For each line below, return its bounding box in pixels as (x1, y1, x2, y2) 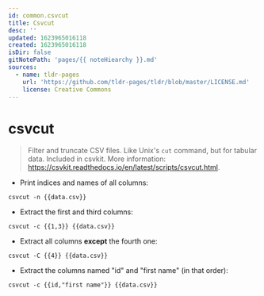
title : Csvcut (8, 19, 55, 27)
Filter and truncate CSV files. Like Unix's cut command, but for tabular (27, 146, 258, 156)
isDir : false (8, 48, 52, 56)
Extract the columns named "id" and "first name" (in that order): (19, 266, 228, 275)
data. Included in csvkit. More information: (27, 154, 166, 163)
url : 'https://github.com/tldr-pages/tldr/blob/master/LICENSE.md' (22, 78, 250, 86)
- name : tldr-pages (15, 71, 80, 79)
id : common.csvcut (8, 11, 69, 20)
